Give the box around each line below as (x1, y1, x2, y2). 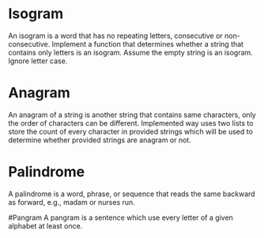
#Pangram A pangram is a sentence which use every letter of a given (8, 213, 233, 222)
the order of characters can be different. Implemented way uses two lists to (8, 118, 254, 127)
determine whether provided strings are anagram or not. (8, 135, 191, 145)
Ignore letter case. (8, 56, 68, 66)
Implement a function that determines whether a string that (51, 39, 243, 48)
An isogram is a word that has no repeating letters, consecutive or (8, 31, 223, 40)
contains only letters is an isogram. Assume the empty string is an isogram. (8, 47, 253, 57)
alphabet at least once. (8, 221, 83, 230)
